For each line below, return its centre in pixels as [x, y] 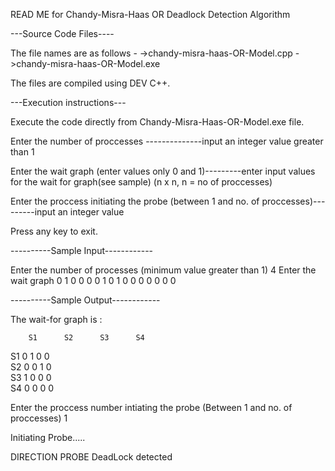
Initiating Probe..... [48, 437]
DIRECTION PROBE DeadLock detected [91, 457]
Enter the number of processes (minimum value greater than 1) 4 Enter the [163, 270]
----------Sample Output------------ [85, 300]
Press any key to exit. [54, 231]
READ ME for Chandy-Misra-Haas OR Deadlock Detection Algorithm [150, 14]
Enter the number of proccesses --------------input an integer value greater [167, 141]
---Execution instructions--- [68, 102]
